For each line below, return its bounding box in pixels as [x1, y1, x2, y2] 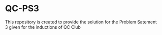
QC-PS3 [5, 3, 39, 14]
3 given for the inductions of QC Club [5, 24, 81, 30]
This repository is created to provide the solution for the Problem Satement [5, 19, 157, 25]
